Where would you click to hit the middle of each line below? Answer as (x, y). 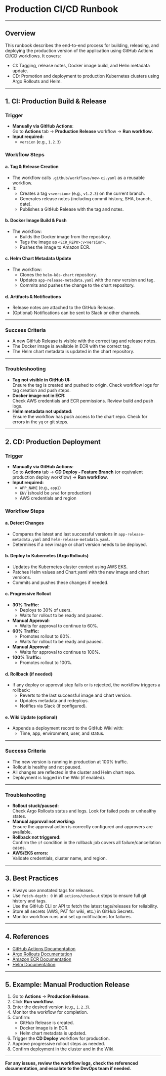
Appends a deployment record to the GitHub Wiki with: (68, 728)
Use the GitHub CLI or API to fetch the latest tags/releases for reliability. (85, 906)
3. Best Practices (32, 878)
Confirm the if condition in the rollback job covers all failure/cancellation (86, 842)
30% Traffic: (26, 605)
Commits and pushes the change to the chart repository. (77, 285)
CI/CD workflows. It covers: (33, 56)
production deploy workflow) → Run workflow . (60, 477)
